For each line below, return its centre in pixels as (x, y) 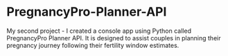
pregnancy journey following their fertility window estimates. (93, 45)
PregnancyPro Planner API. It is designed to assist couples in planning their (114, 38)
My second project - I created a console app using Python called (99, 31)
